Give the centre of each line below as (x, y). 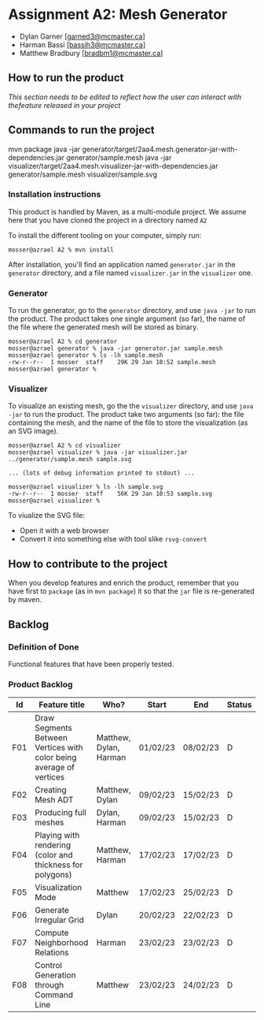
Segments (53, 728)
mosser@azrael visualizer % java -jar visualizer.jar (98, 452)
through (49, 985)
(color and (54, 855)
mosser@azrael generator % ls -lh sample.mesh (86, 356)
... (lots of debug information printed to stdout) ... (101, 473)
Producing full (60, 813)
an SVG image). (33, 431)
